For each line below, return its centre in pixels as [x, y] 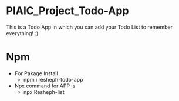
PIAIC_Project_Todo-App [67, 11]
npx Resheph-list [44, 92]
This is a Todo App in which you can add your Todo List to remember [89, 27]
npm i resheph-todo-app [53, 79]
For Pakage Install [36, 73]
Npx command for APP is [45, 86]
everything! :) [22, 33]
